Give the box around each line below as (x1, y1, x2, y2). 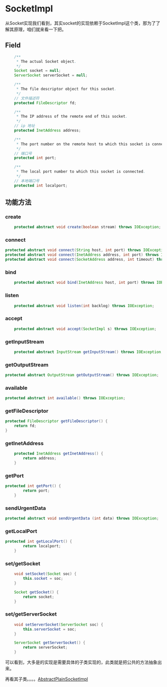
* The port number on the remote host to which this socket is (16, 142, 150, 147)
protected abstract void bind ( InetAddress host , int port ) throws (14, 280, 155, 285)
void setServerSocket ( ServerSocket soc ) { (14, 622, 103, 627)
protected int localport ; (14, 183, 68, 188)
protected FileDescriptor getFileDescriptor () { (5, 419, 108, 424)
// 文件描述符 (14, 96, 40, 101)
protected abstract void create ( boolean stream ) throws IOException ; (14, 225, 162, 230)
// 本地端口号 (14, 178, 40, 183)
